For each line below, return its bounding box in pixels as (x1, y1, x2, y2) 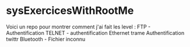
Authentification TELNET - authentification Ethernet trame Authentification (6, 29, 185, 36)
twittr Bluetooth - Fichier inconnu (6, 35, 86, 42)
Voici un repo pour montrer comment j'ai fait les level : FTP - (6, 23, 151, 30)
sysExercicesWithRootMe (6, 4, 134, 17)
